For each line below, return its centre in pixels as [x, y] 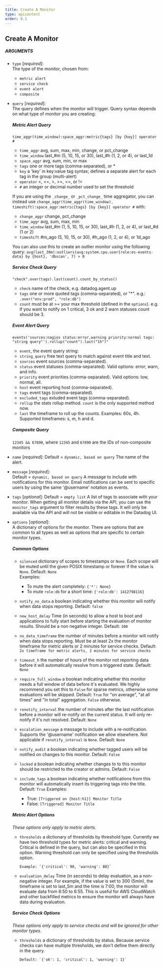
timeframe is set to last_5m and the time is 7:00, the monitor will [83, 886]
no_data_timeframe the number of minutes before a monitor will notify [89, 635]
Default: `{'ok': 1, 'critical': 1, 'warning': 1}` [73, 960]
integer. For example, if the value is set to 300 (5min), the [96, 881]
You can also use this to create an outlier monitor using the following [81, 246]
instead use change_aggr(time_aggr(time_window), [63, 201]
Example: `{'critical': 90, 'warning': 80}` [65, 866]
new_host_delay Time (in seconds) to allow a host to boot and [81, 616]
